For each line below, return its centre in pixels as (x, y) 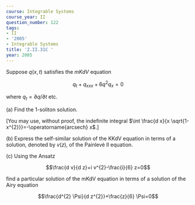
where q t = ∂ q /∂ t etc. (32, 97)
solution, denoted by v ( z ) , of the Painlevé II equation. (69, 145)
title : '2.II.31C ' (30, 50)
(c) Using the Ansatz (31, 156)
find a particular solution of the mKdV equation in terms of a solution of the (96, 179)
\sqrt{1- (180, 121)
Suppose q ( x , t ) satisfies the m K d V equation (59, 71)
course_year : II (26, 17)
